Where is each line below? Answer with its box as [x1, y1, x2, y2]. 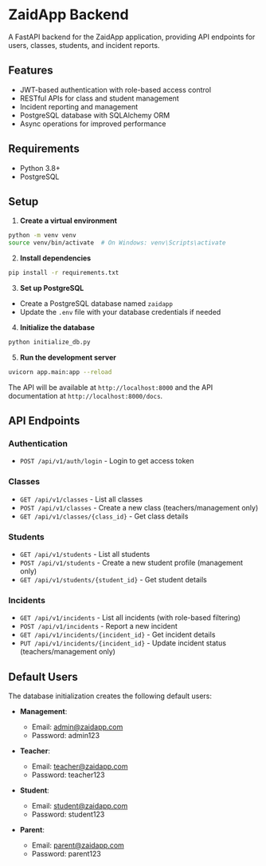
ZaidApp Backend [8, 6, 129, 24]
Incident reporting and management [19, 101, 139, 111]
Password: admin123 [31, 731, 100, 741]
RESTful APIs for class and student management [19, 93, 179, 103]
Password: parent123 [31, 849, 101, 859]
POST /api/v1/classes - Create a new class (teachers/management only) [19, 503, 259, 512]
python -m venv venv [8, 232, 77, 240]
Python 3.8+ [19, 163, 61, 173]
